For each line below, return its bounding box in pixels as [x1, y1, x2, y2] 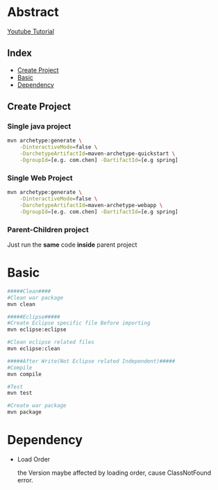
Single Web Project [7, 173, 73, 183]
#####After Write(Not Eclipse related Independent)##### [7, 357, 176, 365]
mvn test [7, 390, 33, 397]
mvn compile [7, 370, 42, 377]
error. [17, 476, 33, 484]
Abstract [7, 4, 59, 20]
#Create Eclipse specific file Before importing [7, 320, 151, 327]
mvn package [7, 409, 42, 416]
